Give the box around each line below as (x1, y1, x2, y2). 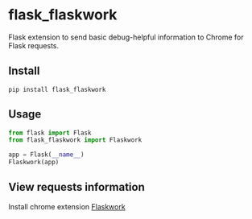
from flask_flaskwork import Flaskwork (8, 136, 143, 144)
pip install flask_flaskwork (8, 85, 106, 93)
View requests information (8, 180, 145, 194)
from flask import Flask (8, 129, 92, 137)
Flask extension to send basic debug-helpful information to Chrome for (8, 32, 244, 42)
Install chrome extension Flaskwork (8, 201, 126, 211)
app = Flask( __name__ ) (8, 151, 85, 159)
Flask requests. (8, 40, 59, 50)
